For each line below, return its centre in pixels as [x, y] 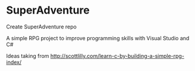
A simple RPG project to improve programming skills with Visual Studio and [98, 38]
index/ [14, 62]
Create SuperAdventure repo [42, 27]
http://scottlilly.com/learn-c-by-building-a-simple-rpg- [117, 56]
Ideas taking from [28, 56]
